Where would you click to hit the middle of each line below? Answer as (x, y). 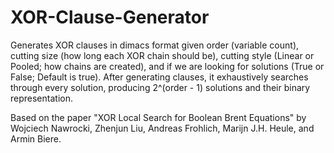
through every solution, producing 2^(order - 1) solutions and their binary (160, 87)
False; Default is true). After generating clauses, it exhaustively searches (159, 77)
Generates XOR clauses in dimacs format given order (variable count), (155, 45)
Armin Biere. (36, 138)
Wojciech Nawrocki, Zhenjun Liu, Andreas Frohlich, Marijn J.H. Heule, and (162, 128)
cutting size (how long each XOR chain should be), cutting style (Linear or (162, 55)
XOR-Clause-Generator (110, 17)
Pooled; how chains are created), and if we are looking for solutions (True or (167, 66)
